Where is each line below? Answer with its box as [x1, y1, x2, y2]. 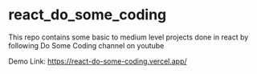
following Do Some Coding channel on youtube [8, 40, 165, 50]
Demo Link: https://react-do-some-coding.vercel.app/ [8, 56, 187, 66]
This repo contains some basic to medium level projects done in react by [8, 32, 249, 42]
